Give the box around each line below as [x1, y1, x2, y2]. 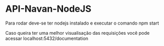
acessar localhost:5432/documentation [5, 35, 89, 41]
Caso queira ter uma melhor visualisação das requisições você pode [5, 30, 150, 36]
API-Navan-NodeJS [5, 3, 91, 15]
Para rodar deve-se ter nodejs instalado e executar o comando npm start [5, 20, 159, 26]
